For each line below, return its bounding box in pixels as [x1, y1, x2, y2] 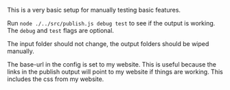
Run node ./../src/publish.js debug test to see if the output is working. [7, 19, 216, 27]
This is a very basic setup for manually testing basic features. [7, 6, 181, 14]
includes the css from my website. [7, 75, 104, 83]
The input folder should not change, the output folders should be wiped [7, 40, 209, 47]
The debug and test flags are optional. [7, 27, 115, 34]
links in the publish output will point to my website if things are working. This [7, 68, 223, 76]
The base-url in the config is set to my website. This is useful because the [7, 60, 216, 68]
